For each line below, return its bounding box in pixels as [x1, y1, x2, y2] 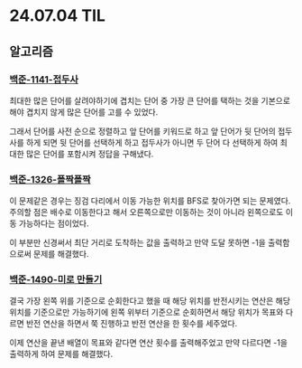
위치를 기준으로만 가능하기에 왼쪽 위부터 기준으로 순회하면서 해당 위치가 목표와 [9, 307, 284, 317]
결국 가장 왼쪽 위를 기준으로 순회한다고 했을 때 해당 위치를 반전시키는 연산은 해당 [9, 296, 291, 307]
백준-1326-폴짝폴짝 [9, 173, 92, 185]
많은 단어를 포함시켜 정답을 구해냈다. [25, 148, 154, 159]
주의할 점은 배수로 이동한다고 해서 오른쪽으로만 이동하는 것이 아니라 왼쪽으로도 [9, 207, 284, 218]
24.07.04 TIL [9, 5, 106, 26]
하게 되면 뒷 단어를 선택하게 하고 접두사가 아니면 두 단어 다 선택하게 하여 [25, 137, 279, 147]
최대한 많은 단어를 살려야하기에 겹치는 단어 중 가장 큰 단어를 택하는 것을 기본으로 [9, 95, 291, 106]
